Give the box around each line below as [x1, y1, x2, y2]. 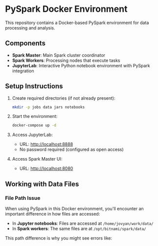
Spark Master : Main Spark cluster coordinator [12, 52, 106, 58]
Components [5, 39, 45, 48]
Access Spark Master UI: [12, 156, 63, 162]
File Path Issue [5, 194, 41, 201]
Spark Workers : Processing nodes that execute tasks [12, 57, 121, 63]
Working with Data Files [5, 180, 79, 188]
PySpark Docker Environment [5, 3, 128, 15]
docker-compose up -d [12, 123, 56, 128]
